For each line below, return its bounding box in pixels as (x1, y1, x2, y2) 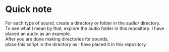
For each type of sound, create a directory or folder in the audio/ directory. (5, 20, 160, 26)
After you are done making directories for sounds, (5, 36, 109, 42)
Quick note (5, 3, 52, 15)
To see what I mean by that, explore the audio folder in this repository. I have (5, 25, 164, 31)
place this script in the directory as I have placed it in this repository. (5, 41, 147, 47)
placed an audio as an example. (5, 30, 72, 36)
